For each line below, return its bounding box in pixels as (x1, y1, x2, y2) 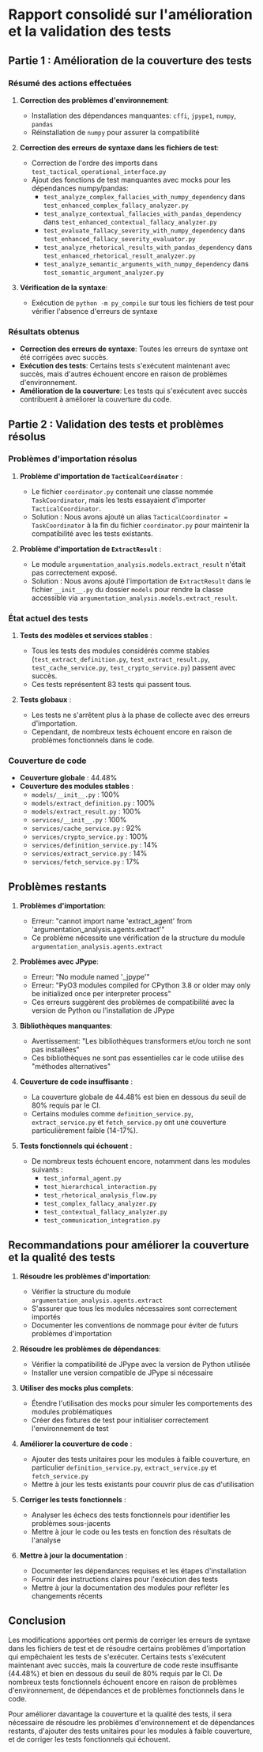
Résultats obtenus (8, 326, 81, 337)
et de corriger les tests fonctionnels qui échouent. (8, 1734, 171, 1744)
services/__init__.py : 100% (31, 815, 127, 825)
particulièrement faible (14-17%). (31, 1126, 138, 1135)
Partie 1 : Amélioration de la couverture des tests (8, 54, 253, 67)
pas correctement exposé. (31, 568, 118, 577)
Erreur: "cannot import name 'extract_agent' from (31, 916, 193, 926)
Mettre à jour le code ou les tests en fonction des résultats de (31, 1527, 231, 1537)
